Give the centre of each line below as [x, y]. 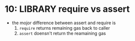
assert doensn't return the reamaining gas [63, 33]
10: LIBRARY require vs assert [67, 9]
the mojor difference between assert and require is [64, 23]
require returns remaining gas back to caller [65, 28]
